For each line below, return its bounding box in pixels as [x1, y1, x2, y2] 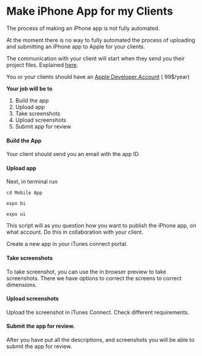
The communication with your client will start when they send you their [6, 54, 185, 62]
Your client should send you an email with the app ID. [6, 150, 140, 158]
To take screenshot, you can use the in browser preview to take [6, 268, 166, 275]
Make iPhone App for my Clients [6, 4, 173, 18]
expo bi [6, 201, 26, 207]
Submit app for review [15, 122, 72, 130]
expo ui [6, 211, 26, 218]
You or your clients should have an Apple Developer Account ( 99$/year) [6, 73, 190, 80]
